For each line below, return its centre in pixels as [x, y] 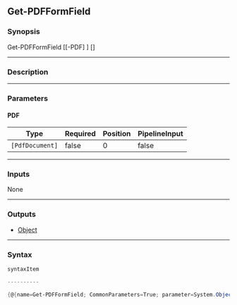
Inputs [19, 174]
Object [27, 230]
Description [28, 72]
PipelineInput [160, 134]
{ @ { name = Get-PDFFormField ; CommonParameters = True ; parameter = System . [112, 294]
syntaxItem [23, 269]
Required [80, 134]
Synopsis [24, 32]
